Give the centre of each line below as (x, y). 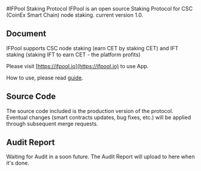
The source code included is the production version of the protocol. (90, 111)
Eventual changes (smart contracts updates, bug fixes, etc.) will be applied (99, 117)
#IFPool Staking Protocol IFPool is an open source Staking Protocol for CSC (100, 9)
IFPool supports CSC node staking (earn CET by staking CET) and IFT (92, 48)
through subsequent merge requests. (52, 123)
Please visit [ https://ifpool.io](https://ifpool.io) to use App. (77, 66)
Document (26, 34)
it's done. (18, 163)
